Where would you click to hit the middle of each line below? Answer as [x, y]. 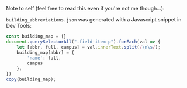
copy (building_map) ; [31, 79]
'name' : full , [44, 58]
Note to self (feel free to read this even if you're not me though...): [85, 8]
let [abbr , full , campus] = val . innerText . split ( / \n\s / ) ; [89, 47]
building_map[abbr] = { [46, 52]
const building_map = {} [36, 36]
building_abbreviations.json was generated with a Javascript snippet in [94, 19]
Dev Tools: [19, 26]
